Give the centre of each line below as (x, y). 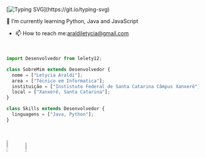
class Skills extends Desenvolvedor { (56, 109)
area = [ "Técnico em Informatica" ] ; (58, 81)
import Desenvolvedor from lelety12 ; (54, 58)
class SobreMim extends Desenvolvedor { (59, 69)
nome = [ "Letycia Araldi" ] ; (48, 75)
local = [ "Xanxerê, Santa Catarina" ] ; (61, 92)
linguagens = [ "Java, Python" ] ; (53, 114)
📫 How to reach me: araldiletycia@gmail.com (72, 33)
